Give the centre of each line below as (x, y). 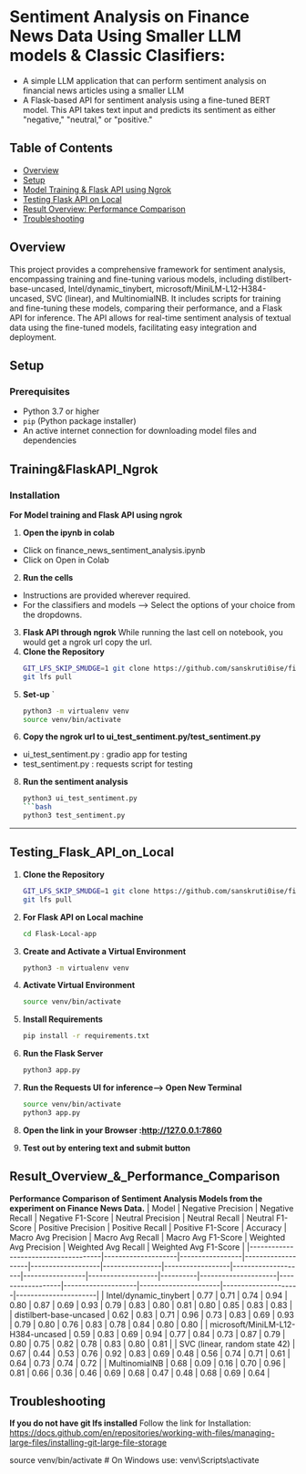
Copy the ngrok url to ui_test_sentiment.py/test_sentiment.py (142, 737)
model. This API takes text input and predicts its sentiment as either (149, 109)
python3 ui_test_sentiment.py (80, 799)
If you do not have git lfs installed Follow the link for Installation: (130, 1423)
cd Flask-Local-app (60, 933)
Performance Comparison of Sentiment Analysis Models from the (136, 1198)
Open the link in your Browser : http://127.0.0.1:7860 (122, 1130)
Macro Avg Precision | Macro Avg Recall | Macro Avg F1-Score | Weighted (148, 1237)
